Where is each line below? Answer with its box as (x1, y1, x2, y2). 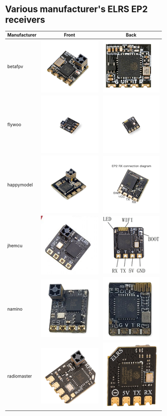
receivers (5, 14, 46, 25)
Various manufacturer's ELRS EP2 (5, 3, 148, 15)
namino (7, 306, 23, 312)
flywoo (7, 121, 21, 128)
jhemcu (7, 243, 23, 249)
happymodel (7, 182, 33, 188)
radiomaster (7, 373, 32, 379)
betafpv (7, 63, 23, 69)
